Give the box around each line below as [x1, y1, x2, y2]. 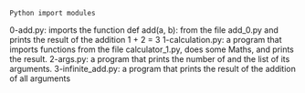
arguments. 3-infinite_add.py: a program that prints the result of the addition [9, 64, 297, 74]
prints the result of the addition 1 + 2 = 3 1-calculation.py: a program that [9, 35, 282, 45]
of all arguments [9, 73, 71, 84]
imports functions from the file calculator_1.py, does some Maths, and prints [9, 44, 295, 55]
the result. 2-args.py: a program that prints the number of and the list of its [9, 54, 290, 64]
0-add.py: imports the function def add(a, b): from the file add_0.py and [9, 25, 279, 36]
